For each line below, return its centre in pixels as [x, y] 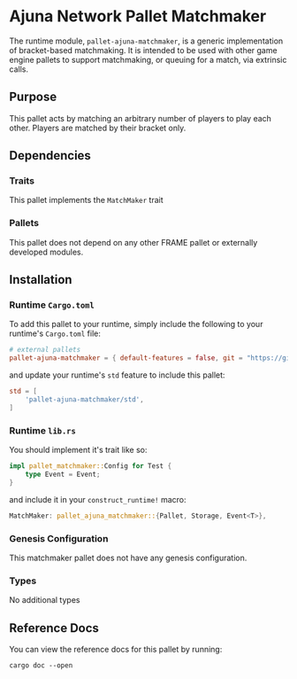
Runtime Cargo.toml [52, 305]
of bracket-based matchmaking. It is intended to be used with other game [143, 50]
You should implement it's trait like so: [78, 450]
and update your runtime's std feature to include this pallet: [117, 375]
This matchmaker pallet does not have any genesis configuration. [128, 558]
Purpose [33, 97]
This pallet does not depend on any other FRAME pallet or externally [133, 242]
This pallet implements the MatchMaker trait [86, 200]
